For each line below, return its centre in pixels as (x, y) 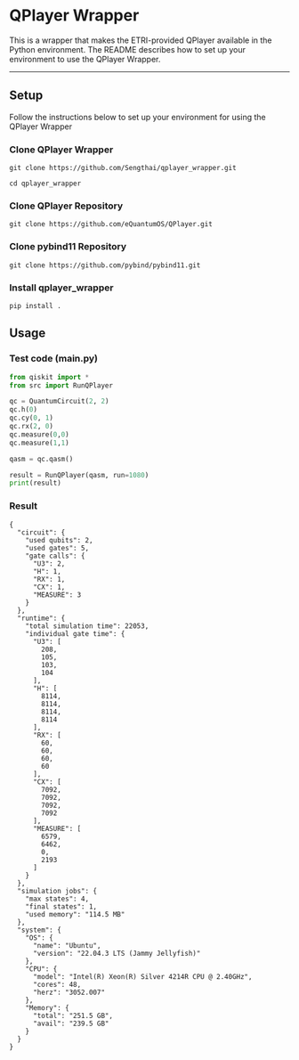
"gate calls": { (56, 556)
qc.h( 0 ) (24, 410)
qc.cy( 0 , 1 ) (31, 418)
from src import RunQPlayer (61, 385)
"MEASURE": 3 (57, 595)
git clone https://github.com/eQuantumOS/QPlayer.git (111, 224)
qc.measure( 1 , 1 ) (39, 443)
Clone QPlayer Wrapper (61, 150)
